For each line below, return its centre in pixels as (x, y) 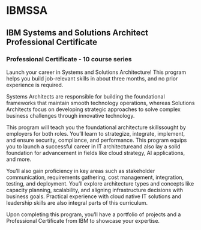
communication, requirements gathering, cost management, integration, (95, 177)
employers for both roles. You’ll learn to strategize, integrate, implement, (96, 133)
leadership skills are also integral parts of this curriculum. (77, 202)
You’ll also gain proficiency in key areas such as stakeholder (81, 171)
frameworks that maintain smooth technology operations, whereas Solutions (100, 103)
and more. (19, 159)
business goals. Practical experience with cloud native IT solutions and (94, 196)
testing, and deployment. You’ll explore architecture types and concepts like (100, 183)
